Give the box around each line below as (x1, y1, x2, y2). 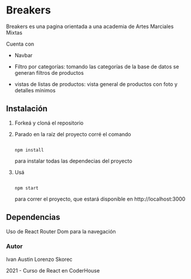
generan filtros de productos (14, 69, 84, 76)
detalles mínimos (14, 87, 56, 94)
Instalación (6, 104, 48, 114)
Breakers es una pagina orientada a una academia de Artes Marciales (6, 23, 174, 30)
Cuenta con (6, 40, 35, 47)
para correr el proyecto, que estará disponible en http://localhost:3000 (14, 195, 186, 202)
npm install (14, 147, 44, 153)
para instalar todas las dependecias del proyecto (14, 157, 133, 164)
